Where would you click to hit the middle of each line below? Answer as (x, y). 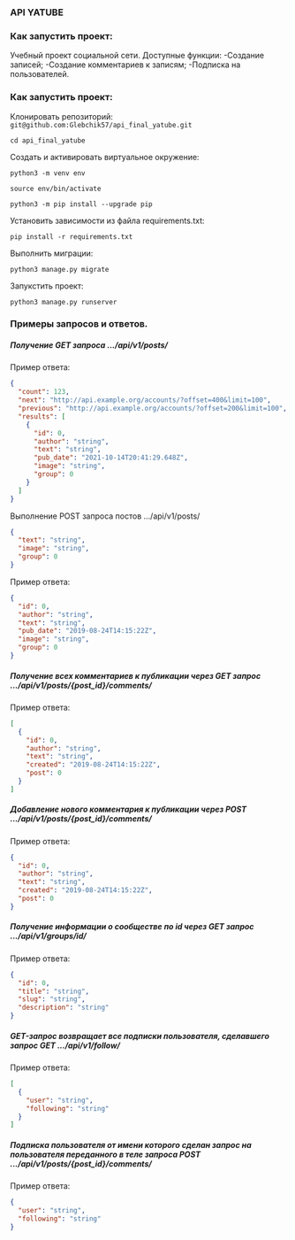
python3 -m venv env (48, 173)
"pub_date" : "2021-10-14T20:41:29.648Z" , (111, 458)
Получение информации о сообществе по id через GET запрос (132, 927)
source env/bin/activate (56, 189)
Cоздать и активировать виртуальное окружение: (105, 157)
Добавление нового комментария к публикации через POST (129, 809)
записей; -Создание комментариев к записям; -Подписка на (125, 65)
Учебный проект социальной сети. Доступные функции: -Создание (137, 56)
